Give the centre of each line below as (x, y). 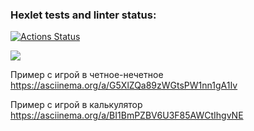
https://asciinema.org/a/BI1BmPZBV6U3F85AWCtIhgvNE (127, 115)
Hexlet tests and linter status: (83, 15)
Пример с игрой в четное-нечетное (87, 75)
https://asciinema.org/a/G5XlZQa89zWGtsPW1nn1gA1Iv (124, 85)
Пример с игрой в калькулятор (76, 105)
